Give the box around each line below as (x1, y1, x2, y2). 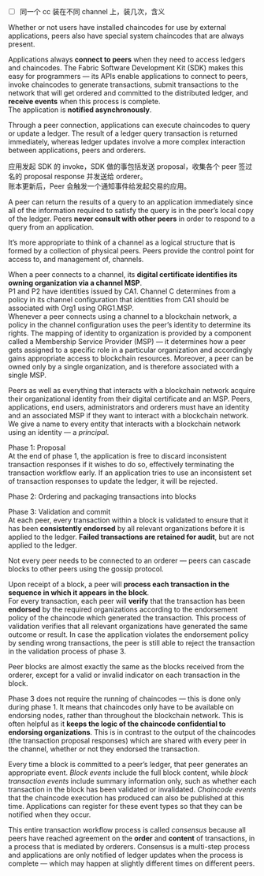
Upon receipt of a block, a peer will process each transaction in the (8, 579, 230, 590)
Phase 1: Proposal (8, 443, 66, 452)
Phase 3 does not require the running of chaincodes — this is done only (8, 694, 241, 704)
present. (8, 39, 35, 49)
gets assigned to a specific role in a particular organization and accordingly (8, 346, 253, 355)
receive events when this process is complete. (8, 97, 161, 107)
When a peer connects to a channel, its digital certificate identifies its (8, 270, 238, 279)
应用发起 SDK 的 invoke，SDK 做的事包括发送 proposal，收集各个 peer (8, 162, 237, 171)
